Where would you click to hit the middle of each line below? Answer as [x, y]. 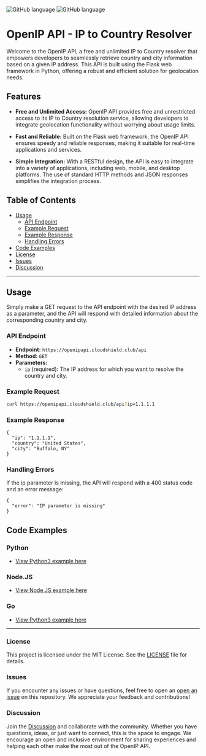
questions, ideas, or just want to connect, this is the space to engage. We [99, 733]
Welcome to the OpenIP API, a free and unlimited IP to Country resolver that [102, 51]
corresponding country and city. [47, 320]
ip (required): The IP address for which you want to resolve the [104, 369]
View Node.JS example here [51, 590]
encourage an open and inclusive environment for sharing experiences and [101, 739]
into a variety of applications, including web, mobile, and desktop [97, 168]
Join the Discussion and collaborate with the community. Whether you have [102, 726]
